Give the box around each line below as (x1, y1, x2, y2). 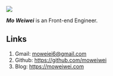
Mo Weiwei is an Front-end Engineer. (6, 17, 98, 24)
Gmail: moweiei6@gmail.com (14, 50, 87, 57)
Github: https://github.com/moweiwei (14, 56, 107, 63)
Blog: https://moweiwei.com (14, 63, 84, 70)
